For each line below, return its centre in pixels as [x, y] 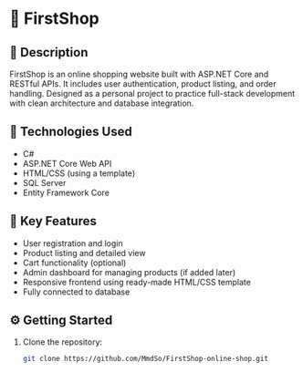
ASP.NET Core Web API [67, 163]
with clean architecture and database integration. [102, 103]
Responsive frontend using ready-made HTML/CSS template [136, 282]
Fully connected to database [76, 292]
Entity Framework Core [66, 192]
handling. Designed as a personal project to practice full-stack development [152, 93]
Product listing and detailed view [84, 253]
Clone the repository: [63, 342]
